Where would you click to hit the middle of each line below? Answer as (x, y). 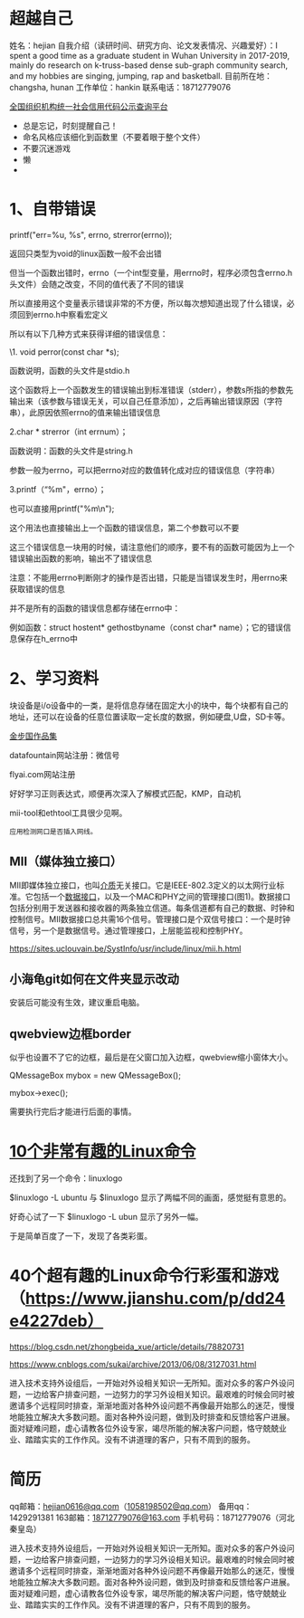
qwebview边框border (70, 1034)
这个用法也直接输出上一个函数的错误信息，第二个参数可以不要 (124, 528)
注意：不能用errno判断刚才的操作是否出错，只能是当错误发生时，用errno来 (148, 577)
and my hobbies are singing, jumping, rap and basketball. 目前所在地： (141, 76)
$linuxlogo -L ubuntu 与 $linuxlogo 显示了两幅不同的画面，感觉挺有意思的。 (150, 1198)
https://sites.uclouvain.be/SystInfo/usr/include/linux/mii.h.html (125, 948)
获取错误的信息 (37, 588)
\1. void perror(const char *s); (64, 352)
